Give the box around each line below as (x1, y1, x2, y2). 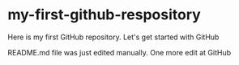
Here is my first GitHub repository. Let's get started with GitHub (7, 32, 220, 42)
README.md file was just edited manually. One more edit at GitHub (7, 47, 232, 57)
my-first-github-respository (7, 6, 202, 24)
